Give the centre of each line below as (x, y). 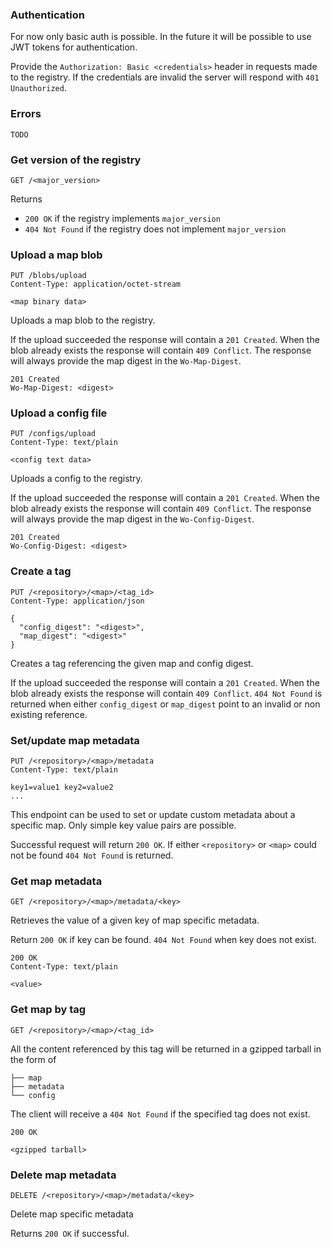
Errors (26, 114)
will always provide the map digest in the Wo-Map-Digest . (126, 361)
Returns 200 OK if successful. (70, 1233)
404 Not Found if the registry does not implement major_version (155, 229)
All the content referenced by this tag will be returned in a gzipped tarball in (166, 1049)
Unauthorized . (38, 88)
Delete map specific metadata (72, 1214)
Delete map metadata (63, 1175)
